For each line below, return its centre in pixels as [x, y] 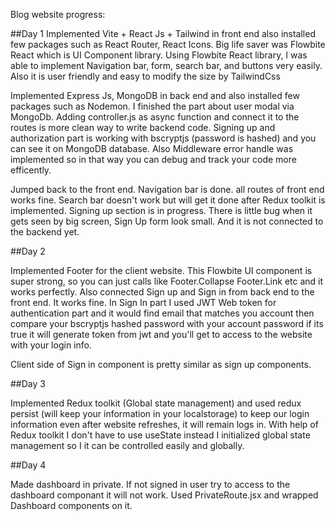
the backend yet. [45, 232]
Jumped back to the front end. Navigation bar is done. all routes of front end [167, 189]
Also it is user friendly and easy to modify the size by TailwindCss [145, 76]
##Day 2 [28, 251]
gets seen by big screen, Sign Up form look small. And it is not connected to [167, 221]
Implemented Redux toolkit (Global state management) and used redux [156, 403]
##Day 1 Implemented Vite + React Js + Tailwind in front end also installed [163, 33]
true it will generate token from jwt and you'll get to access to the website [161, 334]
